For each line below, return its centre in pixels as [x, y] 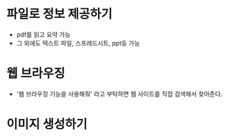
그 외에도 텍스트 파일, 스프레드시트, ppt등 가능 [78, 43]
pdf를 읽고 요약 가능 [43, 34]
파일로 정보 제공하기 [60, 14]
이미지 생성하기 [47, 124]
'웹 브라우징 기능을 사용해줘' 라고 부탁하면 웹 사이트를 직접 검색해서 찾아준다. [119, 94]
